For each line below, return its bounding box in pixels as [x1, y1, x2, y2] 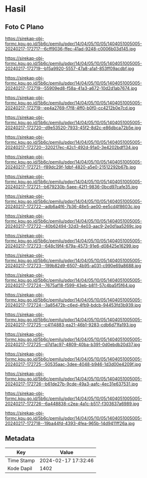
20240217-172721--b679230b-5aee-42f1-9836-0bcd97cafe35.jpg [5, 184, 138, 190]
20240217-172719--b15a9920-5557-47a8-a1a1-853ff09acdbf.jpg [5, 66, 134, 71]
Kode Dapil [7, 465, 32, 472]
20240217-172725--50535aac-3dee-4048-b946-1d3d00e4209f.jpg [5, 362, 141, 367]
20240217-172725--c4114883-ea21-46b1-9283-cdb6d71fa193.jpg [5, 322, 136, 328]
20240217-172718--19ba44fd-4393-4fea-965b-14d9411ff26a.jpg [5, 421, 135, 426]
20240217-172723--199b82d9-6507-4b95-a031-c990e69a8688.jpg [5, 263, 141, 268]
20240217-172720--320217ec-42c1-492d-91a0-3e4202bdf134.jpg [5, 145, 138, 150]
